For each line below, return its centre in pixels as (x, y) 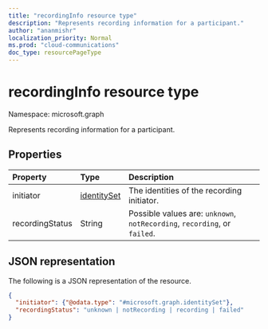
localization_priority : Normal (60, 38)
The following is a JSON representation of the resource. (100, 280)
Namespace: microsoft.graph (56, 114)
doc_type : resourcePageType (55, 53)
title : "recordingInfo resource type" (73, 16)
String (92, 223)
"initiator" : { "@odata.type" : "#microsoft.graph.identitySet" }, (124, 303)
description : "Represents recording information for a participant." (126, 23)
